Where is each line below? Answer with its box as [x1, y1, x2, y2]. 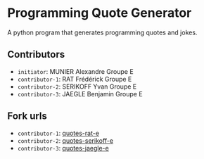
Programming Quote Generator [7, 5, 192, 21]
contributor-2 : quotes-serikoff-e [17, 136, 114, 145]
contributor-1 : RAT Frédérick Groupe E [17, 75, 132, 83]
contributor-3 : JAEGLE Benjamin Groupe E [17, 89, 143, 98]
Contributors [7, 49, 65, 61]
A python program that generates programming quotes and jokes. [7, 28, 198, 37]
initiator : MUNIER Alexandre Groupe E [17, 67, 134, 75]
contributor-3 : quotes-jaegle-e [17, 144, 109, 152]
